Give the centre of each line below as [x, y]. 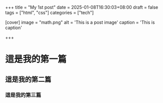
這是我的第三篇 [23, 95]
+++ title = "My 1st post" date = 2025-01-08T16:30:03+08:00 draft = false [82, 7]
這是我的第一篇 [36, 59]
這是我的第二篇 [28, 79]
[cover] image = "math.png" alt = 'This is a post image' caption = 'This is [80, 22]
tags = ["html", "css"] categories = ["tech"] [49, 13]
